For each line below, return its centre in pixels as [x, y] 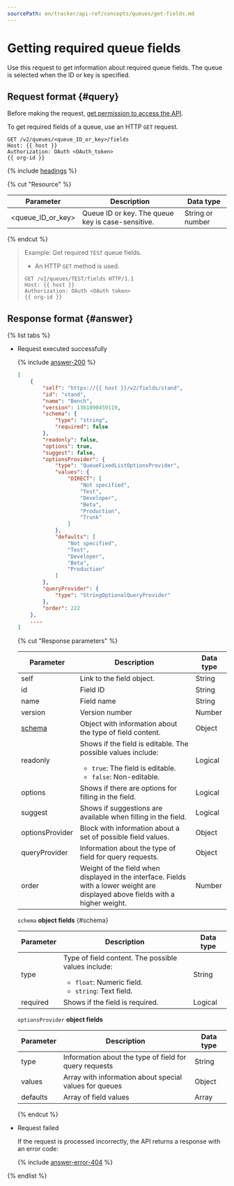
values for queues [93, 1086]
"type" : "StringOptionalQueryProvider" [112, 595]
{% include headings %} [42, 171]
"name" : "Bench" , [68, 401]
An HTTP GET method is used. [77, 266]
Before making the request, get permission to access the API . [95, 114]
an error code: [38, 1149]
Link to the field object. [117, 678]
